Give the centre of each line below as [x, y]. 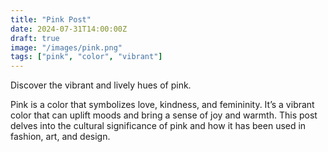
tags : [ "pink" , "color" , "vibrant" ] [86, 57]
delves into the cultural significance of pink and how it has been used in [158, 126]
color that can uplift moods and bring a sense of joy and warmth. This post [164, 115]
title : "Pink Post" [51, 19]
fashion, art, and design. [60, 137]
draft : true [35, 38]
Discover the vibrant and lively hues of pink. [101, 85]
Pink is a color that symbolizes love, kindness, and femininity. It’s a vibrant [162, 105]
